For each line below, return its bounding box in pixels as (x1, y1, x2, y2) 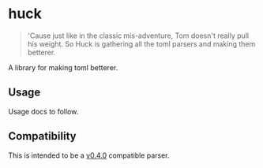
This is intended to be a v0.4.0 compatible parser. (8, 151, 170, 160)
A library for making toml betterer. (8, 62, 118, 72)
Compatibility (8, 129, 77, 143)
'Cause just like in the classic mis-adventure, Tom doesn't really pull (27, 31, 250, 40)
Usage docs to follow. (8, 106, 79, 116)
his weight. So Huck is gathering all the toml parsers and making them (27, 39, 256, 48)
